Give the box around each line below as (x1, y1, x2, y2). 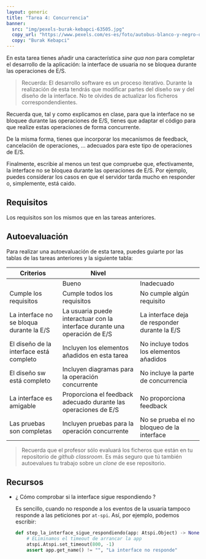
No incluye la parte (140, 369, 194, 377)
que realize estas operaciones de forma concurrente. (6, 124, 141, 130)
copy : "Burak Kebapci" (12, 37, 70, 43)
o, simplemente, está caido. (6, 180, 77, 187)
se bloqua (9, 318, 38, 326)
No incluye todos (140, 339, 189, 348)
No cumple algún (140, 289, 189, 298)
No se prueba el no (140, 415, 195, 424)
